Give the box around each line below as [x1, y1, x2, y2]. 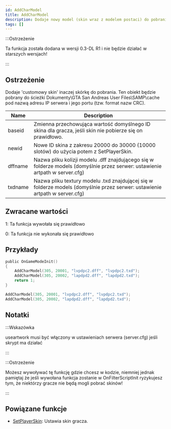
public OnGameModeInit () [5, 259, 58, 264]
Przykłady [5, 246, 39, 254]
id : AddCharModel [5, 7, 42, 13]
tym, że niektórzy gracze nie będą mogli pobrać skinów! [5, 380, 123, 386]
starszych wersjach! [5, 51, 47, 57]
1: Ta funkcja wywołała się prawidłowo [5, 221, 85, 227]
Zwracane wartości [5, 207, 68, 216]
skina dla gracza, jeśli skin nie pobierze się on [34, 127, 143, 134]
